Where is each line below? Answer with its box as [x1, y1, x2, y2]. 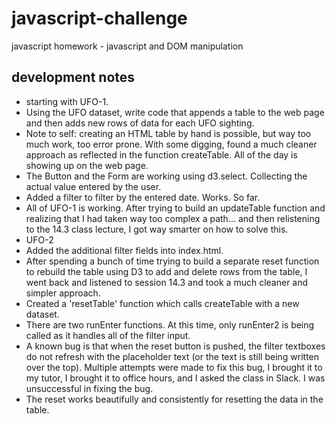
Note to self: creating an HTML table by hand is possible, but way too [25, 127, 312, 139]
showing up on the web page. [25, 159, 149, 171]
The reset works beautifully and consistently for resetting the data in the [25, 393, 324, 405]
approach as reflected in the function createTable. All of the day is [25, 148, 298, 161]
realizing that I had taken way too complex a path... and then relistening [25, 212, 321, 224]
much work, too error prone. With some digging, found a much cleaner [25, 138, 318, 150]
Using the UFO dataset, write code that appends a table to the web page [25, 106, 325, 118]
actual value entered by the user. [25, 180, 162, 192]
